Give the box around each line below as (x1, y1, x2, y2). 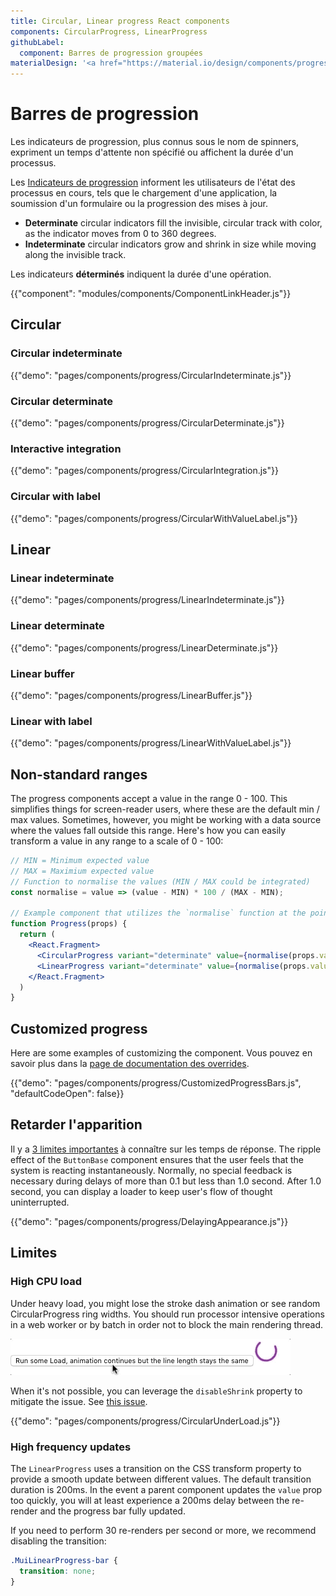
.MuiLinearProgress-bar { (10, 1555, 118, 1565)
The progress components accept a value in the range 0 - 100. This (10, 793, 288, 805)
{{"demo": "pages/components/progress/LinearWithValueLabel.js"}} (10, 737, 292, 749)
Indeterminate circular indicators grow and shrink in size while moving (24, 238, 317, 250)
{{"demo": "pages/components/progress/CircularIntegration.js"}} (10, 465, 279, 477)
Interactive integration (10, 441, 122, 455)
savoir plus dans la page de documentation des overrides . (10, 1058, 250, 1070)
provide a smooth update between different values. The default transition (10, 1473, 312, 1485)
